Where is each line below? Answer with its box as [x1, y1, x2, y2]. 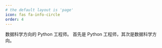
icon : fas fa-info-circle [5, 12, 60, 17]
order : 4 [5, 17, 24, 22]
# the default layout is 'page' [5, 7, 74, 13]
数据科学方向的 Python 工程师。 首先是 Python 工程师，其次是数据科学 [5, 31, 152, 37]
